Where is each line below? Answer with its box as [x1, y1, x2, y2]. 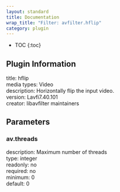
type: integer [6, 155, 37, 162]
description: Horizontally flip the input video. [6, 87, 114, 95]
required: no [6, 167, 36, 174]
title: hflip [6, 75, 29, 82]
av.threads [6, 135, 38, 143]
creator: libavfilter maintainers [6, 100, 80, 107]
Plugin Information [6, 59, 76, 69]
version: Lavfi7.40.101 [6, 93, 58, 101]
